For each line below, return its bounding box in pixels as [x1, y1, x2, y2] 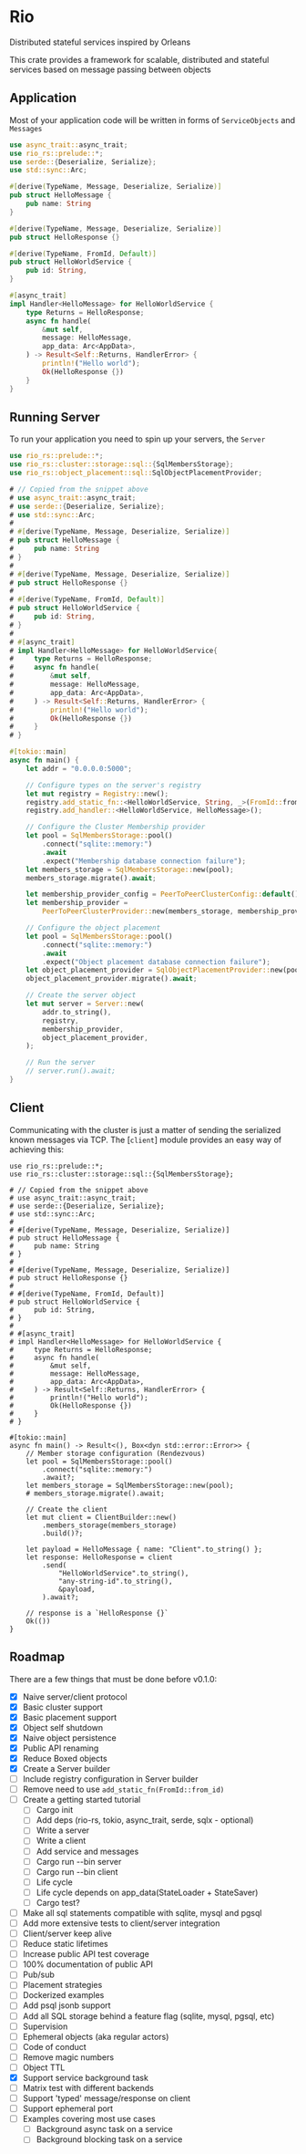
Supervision [22, 2021, 68, 2032]
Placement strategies [22, 1980, 103, 1991]
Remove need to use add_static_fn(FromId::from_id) [22, 1784, 225, 1795]
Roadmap [9, 1649, 66, 1665]
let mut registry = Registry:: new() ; [25, 789, 169, 798]
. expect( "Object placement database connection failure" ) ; [42, 957, 271, 966]
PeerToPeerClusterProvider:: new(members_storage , [42, 907, 234, 916]
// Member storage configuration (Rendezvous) [25, 1449, 206, 1458]
